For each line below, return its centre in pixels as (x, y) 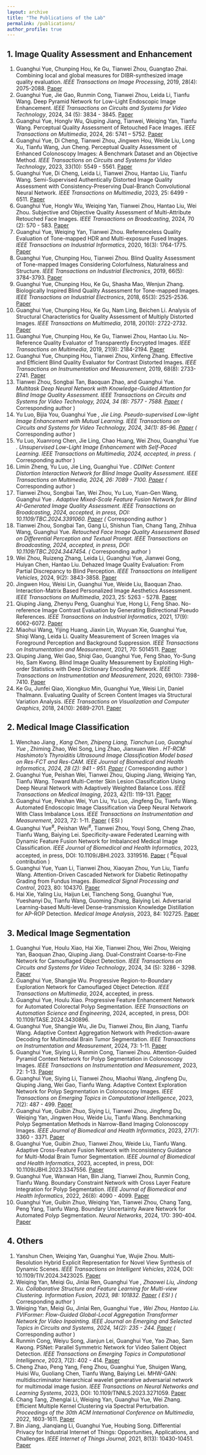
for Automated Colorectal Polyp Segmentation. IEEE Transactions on (102, 1007)
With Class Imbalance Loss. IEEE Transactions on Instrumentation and (104, 813)
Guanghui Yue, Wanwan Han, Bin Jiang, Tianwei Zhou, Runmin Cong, (103, 1176)
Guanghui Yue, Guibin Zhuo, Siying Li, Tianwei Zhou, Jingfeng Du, (99, 1111)
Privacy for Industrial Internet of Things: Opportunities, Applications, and (107, 1432)
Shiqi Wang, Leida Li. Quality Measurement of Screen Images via (97, 637)
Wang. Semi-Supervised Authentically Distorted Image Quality (94, 180)
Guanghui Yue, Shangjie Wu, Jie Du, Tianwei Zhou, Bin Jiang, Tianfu (102, 1026)
